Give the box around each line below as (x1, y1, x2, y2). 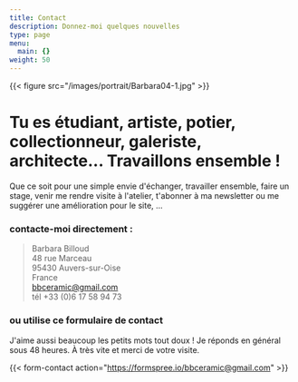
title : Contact (9, 13, 67, 23)
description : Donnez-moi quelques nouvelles (9, 22, 180, 31)
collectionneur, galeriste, (9, 132, 202, 152)
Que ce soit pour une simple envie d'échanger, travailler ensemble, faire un (9, 181, 290, 191)
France (31, 272, 59, 283)
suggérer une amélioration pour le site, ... (9, 200, 163, 211)
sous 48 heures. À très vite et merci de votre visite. (9, 344, 200, 355)
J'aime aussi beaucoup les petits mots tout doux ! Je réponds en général (9, 335, 281, 346)
